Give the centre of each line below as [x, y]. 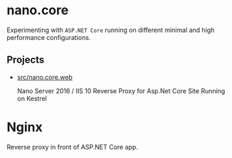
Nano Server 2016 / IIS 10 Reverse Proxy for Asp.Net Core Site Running [121, 90]
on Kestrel [32, 98]
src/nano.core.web [44, 77]
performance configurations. [49, 37]
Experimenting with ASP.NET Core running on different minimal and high [111, 30]
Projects [26, 60]
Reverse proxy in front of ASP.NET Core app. [72, 147]
